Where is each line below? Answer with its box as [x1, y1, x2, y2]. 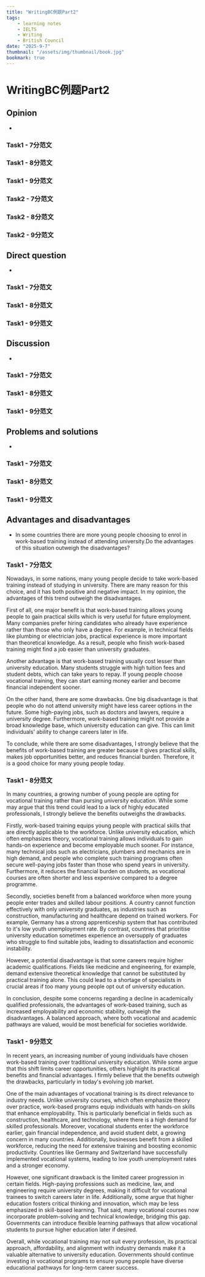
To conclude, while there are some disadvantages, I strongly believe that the [6, 740, 199, 747]
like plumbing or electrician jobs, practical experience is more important [6, 632, 187, 640]
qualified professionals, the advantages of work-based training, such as [6, 1001, 188, 1008]
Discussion [6, 339, 50, 349]
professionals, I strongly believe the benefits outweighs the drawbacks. [6, 810, 187, 817]
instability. [6, 945, 32, 953]
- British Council [17, 37, 64, 44]
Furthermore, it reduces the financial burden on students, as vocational [6, 868, 185, 875]
